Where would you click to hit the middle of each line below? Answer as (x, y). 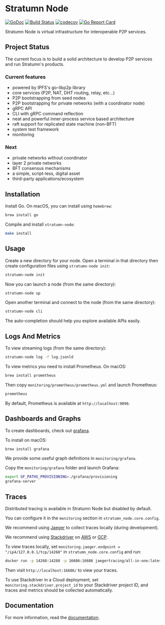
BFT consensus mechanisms (41, 168)
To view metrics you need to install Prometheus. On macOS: (66, 367)
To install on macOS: (26, 440)
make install (18, 234)
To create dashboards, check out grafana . (48, 431)
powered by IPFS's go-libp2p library (49, 88)
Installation (23, 194)
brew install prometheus (30, 376)
